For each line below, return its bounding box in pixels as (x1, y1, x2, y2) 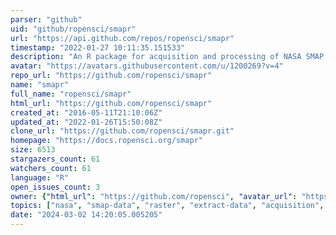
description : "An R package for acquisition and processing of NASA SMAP (10, 52, 325, 62)
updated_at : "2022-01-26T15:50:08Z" (10, 117, 163, 127)
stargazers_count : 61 (10, 154, 101, 164)
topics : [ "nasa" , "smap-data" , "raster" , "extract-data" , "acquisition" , (10, 201, 325, 211)
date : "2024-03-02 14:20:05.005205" (10, 210, 163, 220)
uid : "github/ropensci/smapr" (10, 24, 137, 34)
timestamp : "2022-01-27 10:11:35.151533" (10, 42, 186, 53)
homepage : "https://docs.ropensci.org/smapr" (10, 136, 203, 146)
